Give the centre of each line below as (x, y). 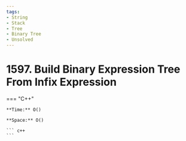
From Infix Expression (61, 82)
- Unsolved (20, 40)
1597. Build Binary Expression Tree (93, 69)
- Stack (16, 23)
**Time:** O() (24, 109)
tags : (13, 12)
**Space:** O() (25, 120)
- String (17, 17)
